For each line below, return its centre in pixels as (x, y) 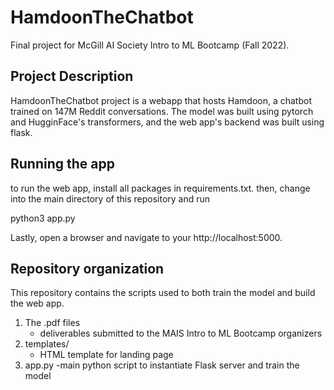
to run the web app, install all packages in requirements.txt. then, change (160, 188)
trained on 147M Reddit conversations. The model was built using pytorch (162, 111)
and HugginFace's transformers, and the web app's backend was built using (167, 122)
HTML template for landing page (106, 355)
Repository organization (87, 268)
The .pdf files (52, 323)
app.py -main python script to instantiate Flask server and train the (162, 365)
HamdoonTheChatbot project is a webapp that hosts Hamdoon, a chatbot (161, 100)
